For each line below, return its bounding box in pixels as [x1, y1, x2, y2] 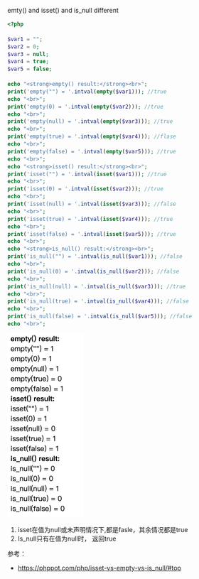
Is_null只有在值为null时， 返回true [17, 534, 117, 543]
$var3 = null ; [7, 50, 50, 58]
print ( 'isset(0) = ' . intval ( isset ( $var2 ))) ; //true [7, 185, 163, 193]
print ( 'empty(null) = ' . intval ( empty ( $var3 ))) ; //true [7, 118, 173, 125]
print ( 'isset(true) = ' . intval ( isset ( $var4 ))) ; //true [7, 215, 173, 222]
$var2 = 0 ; [7, 43, 40, 50]
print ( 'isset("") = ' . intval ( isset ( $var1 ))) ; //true [7, 171, 167, 178]
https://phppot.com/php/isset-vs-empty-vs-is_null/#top [17, 563, 181, 572]
